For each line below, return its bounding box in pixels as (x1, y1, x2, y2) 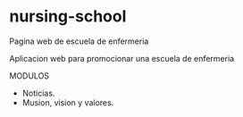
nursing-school (9, 6, 127, 27)
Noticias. (21, 88, 55, 98)
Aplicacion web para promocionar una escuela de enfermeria (9, 53, 235, 63)
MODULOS (9, 70, 50, 81)
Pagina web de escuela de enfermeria (9, 36, 149, 46)
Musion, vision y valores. (21, 96, 114, 108)
